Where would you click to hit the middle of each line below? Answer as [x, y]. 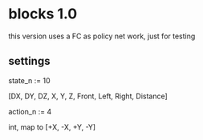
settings [29, 61]
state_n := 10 [29, 80]
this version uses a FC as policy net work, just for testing [102, 36]
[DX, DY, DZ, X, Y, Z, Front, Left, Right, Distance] [88, 96]
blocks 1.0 [43, 14]
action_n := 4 [30, 111]
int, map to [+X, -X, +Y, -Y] [52, 127]
